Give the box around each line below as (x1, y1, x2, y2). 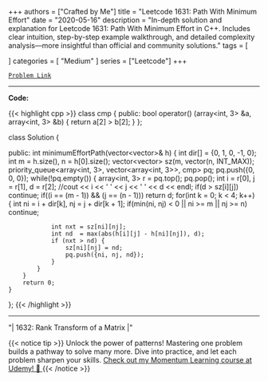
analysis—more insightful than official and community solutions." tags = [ (8, 41, 249, 50)
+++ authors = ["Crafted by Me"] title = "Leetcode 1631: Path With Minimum (8, 7, 258, 16)
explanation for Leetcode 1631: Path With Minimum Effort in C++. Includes (8, 24, 251, 33)
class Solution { (8, 133, 60, 142)
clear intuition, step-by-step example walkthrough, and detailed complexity (8, 32, 255, 42)
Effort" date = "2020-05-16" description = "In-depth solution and (8, 15, 223, 25)
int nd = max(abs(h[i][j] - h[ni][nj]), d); (50, 230, 205, 238)
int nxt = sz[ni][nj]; (50, 223, 127, 231)
